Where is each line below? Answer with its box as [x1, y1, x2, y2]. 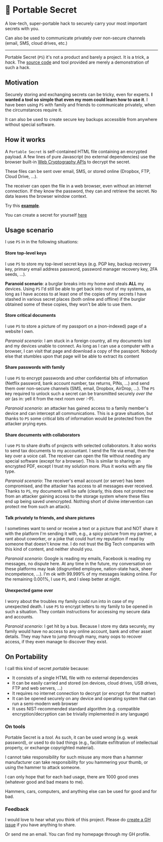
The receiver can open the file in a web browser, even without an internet [5, 183, 151, 189]
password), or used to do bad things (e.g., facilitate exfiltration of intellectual [5, 739, 158, 745]
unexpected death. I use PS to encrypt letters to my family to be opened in [5, 603, 153, 609]
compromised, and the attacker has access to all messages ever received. [5, 483, 154, 489]
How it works [5, 136, 46, 144]
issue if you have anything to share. [5, 822, 76, 827]
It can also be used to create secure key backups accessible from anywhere [5, 116, 158, 122]
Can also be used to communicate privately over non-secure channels [5, 35, 146, 41]
